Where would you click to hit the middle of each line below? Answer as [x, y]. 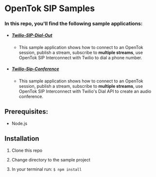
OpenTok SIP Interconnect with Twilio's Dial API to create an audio [85, 91]
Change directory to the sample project [51, 160]
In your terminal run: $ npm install [47, 169]
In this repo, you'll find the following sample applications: [74, 24]
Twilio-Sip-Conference [35, 69]
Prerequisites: [26, 112]
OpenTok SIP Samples [50, 8]
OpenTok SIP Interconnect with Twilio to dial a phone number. [80, 58]
